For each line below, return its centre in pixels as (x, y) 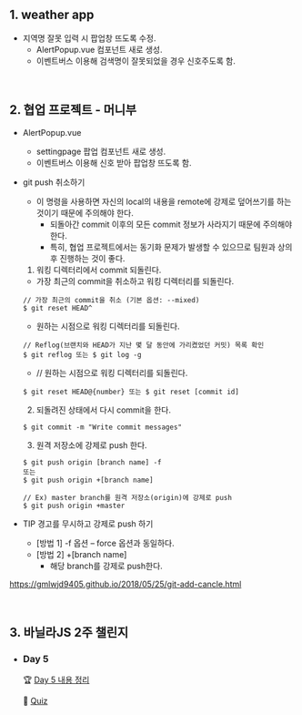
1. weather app (52, 15)
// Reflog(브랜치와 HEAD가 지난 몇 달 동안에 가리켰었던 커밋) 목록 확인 (143, 345)
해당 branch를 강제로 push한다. (106, 566)
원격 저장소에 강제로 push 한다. (91, 444)
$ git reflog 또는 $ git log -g (82, 354)
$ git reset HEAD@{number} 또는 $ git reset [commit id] (131, 392)
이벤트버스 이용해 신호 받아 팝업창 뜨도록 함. (114, 162)
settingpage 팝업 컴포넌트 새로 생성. (101, 151)
